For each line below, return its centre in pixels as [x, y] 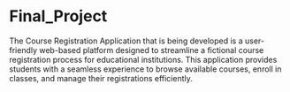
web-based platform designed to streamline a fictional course [152, 50]
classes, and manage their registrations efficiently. [101, 78]
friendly [23, 50]
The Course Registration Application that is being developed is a [126, 41]
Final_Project [58, 16]
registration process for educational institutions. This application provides [143, 59]
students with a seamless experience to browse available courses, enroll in [145, 69]
